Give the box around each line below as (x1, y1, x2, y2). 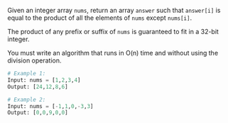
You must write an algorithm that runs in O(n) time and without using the (7, 49, 219, 57)
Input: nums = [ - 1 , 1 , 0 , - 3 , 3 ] (7, 102, 94, 109)
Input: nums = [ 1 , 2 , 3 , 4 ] (7, 76, 81, 84)
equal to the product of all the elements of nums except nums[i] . (7, 14, 192, 22)
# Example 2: (7, 96, 46, 103)
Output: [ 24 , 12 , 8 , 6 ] (7, 83, 69, 90)
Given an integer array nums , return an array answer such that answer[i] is (7, 6, 221, 14)
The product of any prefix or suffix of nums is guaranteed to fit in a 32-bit (7, 28, 219, 36)
